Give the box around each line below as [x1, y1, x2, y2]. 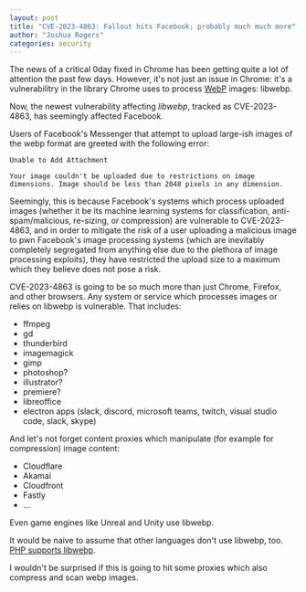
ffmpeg [22, 319, 51, 330]
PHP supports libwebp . [9, 544, 96, 555]
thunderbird [22, 338, 69, 349]
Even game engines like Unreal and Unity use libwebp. [9, 517, 215, 528]
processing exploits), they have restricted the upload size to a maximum [9, 254, 280, 265]
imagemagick [22, 348, 74, 359]
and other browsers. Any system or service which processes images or [9, 291, 278, 302]
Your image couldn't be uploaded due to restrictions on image [9, 172, 256, 181]
